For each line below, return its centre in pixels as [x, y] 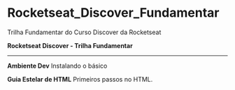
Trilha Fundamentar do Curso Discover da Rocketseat [84, 32]
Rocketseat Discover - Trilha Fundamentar [70, 45]
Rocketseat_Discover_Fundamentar [113, 13]
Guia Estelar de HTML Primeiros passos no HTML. [80, 79]
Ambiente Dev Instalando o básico [57, 66]
